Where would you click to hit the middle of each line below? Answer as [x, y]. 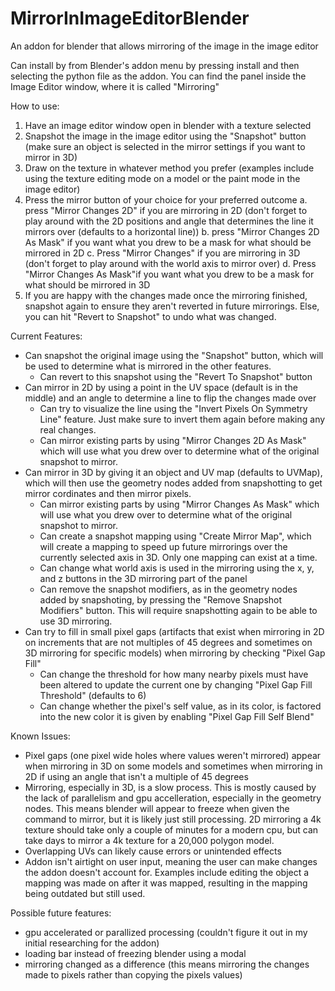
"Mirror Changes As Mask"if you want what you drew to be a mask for [169, 274]
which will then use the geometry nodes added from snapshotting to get [173, 483]
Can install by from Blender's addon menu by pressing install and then [155, 65]
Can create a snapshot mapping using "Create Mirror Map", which [175, 536]
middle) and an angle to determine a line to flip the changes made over [170, 398]
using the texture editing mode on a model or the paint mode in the [162, 178]
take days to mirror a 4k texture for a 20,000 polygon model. [149, 840]
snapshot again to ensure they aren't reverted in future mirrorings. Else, [172, 306]
